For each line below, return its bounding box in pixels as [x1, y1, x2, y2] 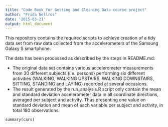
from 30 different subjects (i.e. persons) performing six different [12, 70, 145, 76]
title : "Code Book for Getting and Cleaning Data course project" [5, 7, 147, 12]
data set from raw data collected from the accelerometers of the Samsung [5, 40, 159, 46]
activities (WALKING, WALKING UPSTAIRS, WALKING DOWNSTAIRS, [12, 75, 154, 81]
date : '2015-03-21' [5, 16, 46, 21]
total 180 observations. [12, 107, 60, 113]
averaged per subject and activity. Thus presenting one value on [12, 97, 146, 103]
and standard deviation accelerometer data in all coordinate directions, [12, 91, 159, 97]
